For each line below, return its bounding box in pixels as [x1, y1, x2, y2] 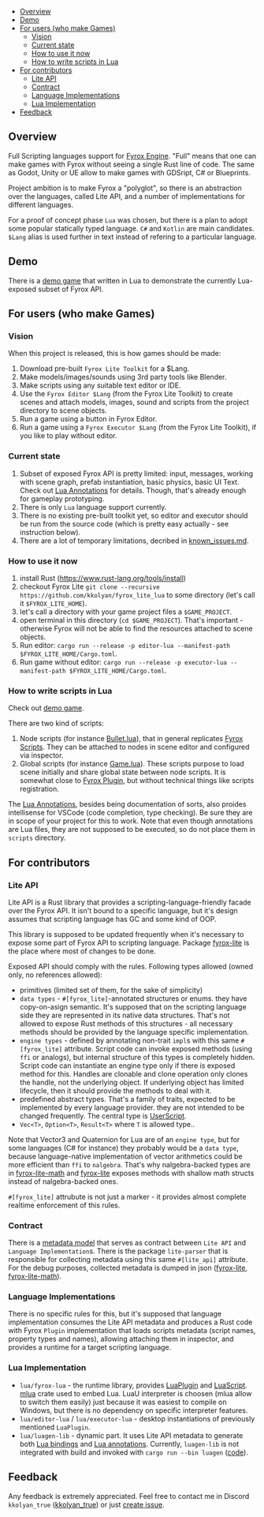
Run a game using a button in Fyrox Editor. [19, 414, 158, 424]
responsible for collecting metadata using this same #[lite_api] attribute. [8, 1255, 248, 1264]
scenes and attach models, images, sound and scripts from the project [19, 398, 250, 407]
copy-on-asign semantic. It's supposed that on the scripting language [19, 1002, 247, 1011]
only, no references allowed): [8, 970, 102, 979]
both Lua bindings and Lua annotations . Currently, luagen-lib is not [19, 1439, 240, 1448]
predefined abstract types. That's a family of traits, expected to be [19, 1094, 236, 1103]
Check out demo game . [8, 703, 84, 713]
